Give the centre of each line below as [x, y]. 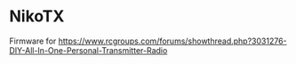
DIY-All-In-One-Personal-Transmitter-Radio [88, 50]
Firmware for [33, 41]
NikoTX [37, 16]
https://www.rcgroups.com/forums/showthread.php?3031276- [172, 41]
